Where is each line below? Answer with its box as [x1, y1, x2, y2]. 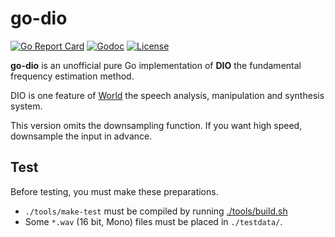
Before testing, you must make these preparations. [10, 185, 219, 197]
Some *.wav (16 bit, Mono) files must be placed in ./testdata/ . [24, 215, 283, 227]
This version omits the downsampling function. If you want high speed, [10, 119, 303, 131]
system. [10, 100, 43, 112]
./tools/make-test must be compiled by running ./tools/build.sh [24, 205, 288, 217]
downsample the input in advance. [10, 130, 153, 142]
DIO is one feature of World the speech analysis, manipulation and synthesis [10, 89, 325, 101]
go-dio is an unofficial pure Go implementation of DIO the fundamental [10, 59, 302, 71]
